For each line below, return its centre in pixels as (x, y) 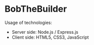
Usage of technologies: (28, 22)
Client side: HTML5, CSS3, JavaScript (50, 37)
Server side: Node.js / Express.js (45, 32)
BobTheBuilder (36, 9)
